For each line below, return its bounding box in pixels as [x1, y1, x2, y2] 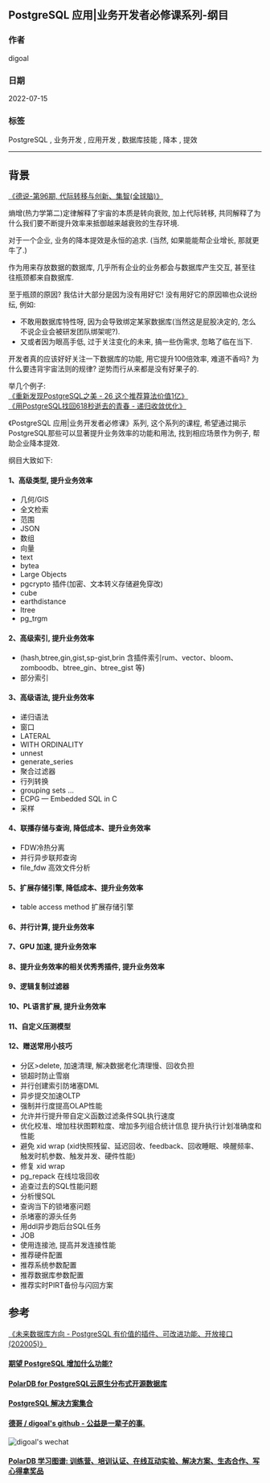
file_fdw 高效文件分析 [19, 862, 91, 872]
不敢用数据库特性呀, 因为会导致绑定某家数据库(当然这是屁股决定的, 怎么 [19, 317, 256, 326]
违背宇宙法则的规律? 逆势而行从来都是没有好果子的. [29, 364, 199, 374]
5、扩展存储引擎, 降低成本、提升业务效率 [8, 883, 144, 892]
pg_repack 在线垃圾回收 [19, 1171, 100, 1181]
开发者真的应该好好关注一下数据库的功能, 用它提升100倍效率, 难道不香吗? [8, 354, 251, 364]
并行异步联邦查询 [19, 852, 77, 862]
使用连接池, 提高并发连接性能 [19, 1239, 117, 1249]
